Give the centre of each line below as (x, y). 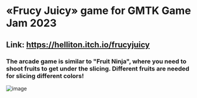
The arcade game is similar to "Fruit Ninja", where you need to (96, 61)
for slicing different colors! (45, 76)
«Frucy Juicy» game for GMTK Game (98, 11)
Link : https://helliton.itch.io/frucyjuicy (78, 45)
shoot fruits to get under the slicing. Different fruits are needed (98, 68)
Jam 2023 (31, 23)
